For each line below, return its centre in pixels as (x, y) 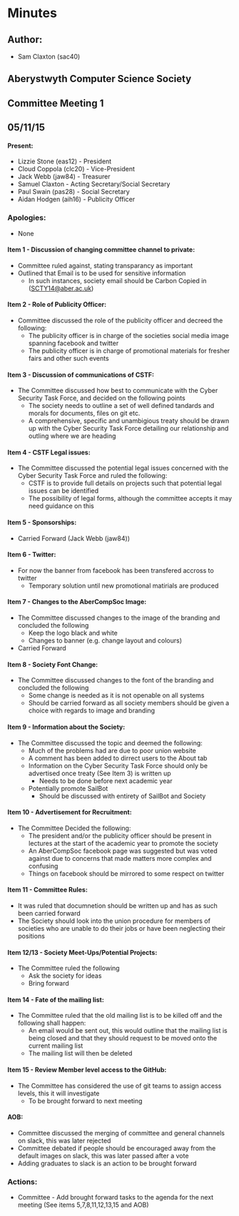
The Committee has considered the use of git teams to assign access (119, 1085)
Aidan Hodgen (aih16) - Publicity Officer (76, 199)
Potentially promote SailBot (68, 788)
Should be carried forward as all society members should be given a (129, 703)
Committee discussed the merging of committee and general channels (121, 1133)
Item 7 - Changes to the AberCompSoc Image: (77, 602)
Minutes (32, 13)
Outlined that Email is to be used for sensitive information (102, 273)
